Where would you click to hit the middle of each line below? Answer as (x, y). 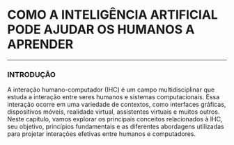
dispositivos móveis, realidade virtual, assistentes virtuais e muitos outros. (114, 112)
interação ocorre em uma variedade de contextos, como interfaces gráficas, (117, 105)
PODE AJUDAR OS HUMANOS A (101, 29)
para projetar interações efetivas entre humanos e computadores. (102, 134)
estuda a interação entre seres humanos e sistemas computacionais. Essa (114, 97)
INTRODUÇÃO (31, 74)
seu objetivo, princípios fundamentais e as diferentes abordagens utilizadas (116, 127)
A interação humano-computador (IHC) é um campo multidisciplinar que (111, 89)
